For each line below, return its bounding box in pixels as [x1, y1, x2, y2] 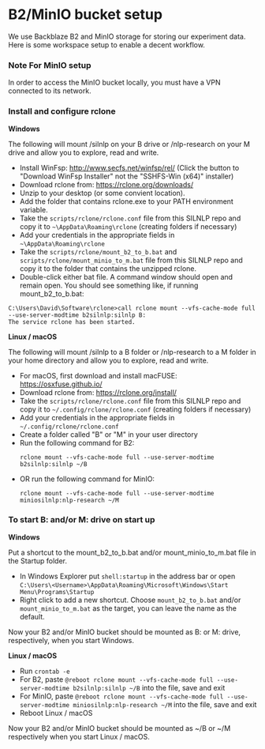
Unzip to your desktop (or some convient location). [19, 188, 185, 198]
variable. [19, 205, 49, 214]
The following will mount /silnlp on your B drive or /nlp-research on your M [8, 139, 251, 149]
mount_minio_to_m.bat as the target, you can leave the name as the [19, 603, 237, 613]
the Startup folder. [8, 555, 68, 566]
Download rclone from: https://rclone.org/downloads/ [19, 179, 194, 189]
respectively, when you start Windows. [8, 635, 135, 645]
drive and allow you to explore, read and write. [8, 148, 159, 157]
